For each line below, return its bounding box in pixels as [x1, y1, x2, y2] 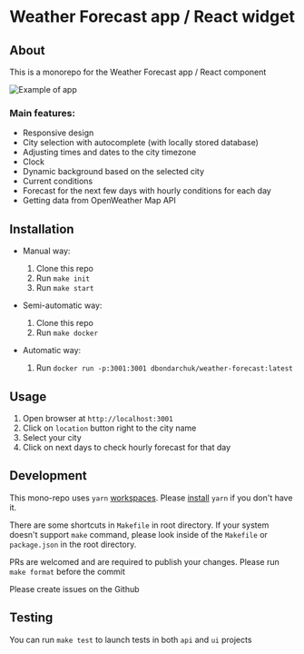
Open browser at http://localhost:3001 [22, 412, 174, 423]
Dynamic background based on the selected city [22, 166, 205, 177]
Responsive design [22, 127, 94, 138]
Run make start [35, 282, 94, 293]
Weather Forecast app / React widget [9, 6, 296, 27]
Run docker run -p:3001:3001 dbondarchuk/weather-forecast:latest [35, 362, 293, 373]
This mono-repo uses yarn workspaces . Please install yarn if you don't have [9, 492, 293, 503]
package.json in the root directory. [9, 539, 137, 550]
